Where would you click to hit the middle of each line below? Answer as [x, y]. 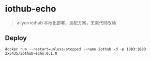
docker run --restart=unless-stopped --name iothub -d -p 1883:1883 [75, 49]
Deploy [16, 38]
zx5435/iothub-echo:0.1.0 [31, 53]
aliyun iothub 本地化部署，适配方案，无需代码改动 [66, 23]
